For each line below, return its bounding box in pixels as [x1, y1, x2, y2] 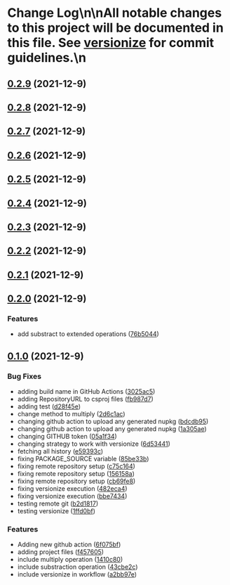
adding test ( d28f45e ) [17, 402, 81, 411]
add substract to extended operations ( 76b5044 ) [17, 330, 159, 338]
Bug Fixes [7, 371, 42, 381]
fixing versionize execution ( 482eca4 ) [17, 484, 128, 493]
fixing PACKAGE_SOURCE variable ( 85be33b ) [17, 455, 149, 463]
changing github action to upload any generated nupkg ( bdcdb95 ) [17, 417, 209, 426]
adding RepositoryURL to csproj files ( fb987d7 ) [17, 395, 154, 404]
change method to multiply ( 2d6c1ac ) [17, 410, 126, 418]
